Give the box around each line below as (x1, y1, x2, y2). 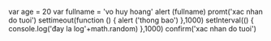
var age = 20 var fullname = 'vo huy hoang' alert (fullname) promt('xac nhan (8, 7, 264, 16)
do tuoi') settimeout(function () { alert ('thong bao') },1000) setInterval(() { (8, 15, 254, 25)
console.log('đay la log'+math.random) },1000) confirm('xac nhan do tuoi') (8, 24, 257, 33)
